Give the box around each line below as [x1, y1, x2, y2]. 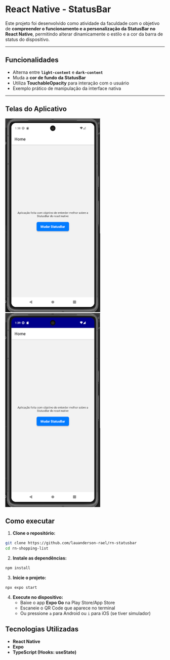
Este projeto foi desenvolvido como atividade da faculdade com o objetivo [5, 20, 160, 26]
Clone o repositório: [12, 530, 56, 536]
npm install [5, 565, 30, 571]
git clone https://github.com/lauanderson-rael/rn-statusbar [5, 541, 137, 546]
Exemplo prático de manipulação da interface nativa [12, 85, 121, 91]
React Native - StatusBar [5, 4, 111, 15]
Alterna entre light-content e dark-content [12, 69, 103, 75]
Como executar [5, 516, 55, 525]
